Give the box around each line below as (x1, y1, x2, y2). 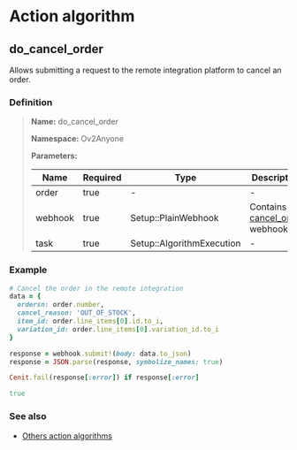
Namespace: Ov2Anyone (30, 133, 125, 144)
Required (82, 172, 122, 184)
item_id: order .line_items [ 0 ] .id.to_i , (17, 317, 164, 326)
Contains (248, 201, 287, 213)
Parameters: (30, 150, 78, 161)
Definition (9, 95, 53, 108)
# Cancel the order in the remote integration (9, 284, 184, 293)
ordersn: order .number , (17, 301, 104, 309)
